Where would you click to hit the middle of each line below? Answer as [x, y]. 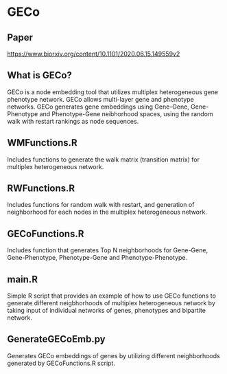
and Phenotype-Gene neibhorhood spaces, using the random [127, 113]
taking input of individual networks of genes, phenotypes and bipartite [106, 311]
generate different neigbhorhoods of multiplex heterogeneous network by [111, 303]
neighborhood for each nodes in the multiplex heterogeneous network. [107, 212]
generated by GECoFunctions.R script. [61, 363]
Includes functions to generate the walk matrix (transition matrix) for [104, 159]
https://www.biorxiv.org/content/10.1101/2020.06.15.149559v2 [94, 54]
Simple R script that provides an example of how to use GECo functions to [111, 296]
